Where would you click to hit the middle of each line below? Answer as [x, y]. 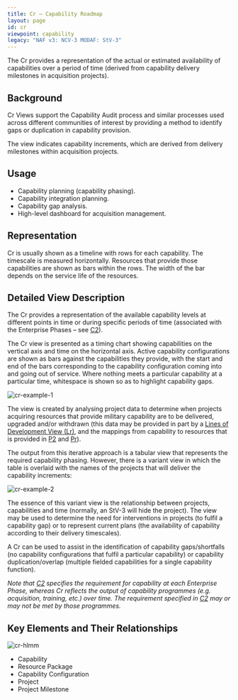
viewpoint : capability [41, 34]
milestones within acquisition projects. [63, 151]
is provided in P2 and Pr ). [44, 439]
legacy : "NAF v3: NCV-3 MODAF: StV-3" [64, 40]
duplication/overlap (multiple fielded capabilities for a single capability [110, 562]
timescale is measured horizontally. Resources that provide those [103, 261]
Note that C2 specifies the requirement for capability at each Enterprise [112, 584]
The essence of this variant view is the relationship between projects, [109, 503]
